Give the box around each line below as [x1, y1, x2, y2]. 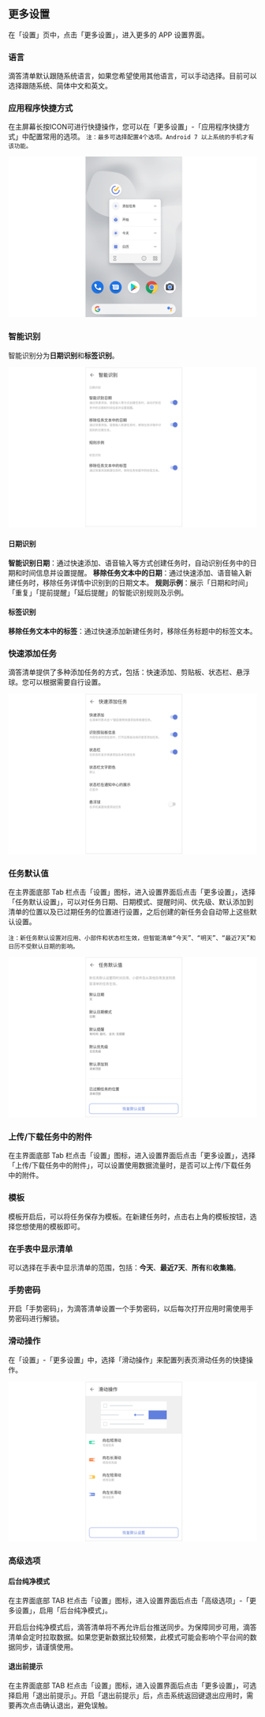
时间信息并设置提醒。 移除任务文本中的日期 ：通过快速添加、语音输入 [21, 568, 245, 577]
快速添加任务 [8, 647, 58, 658]
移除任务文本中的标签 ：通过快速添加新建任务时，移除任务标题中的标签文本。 [8, 626, 257, 636]
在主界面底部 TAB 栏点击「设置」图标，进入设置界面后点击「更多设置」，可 [8, 1681, 250, 1690]
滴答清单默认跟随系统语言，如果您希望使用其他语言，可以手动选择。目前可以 [8, 71, 257, 81]
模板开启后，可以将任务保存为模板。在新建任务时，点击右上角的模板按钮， [8, 1212, 250, 1221]
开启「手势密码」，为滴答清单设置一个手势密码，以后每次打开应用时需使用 [8, 1304, 247, 1314]
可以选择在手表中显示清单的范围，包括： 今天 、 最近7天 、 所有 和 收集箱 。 [8, 1262, 241, 1272]
